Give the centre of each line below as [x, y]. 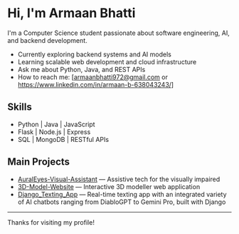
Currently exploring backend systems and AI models [95, 54]
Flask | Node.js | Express [54, 132]
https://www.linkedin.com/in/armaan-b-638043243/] [96, 84]
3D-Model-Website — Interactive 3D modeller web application [109, 186]
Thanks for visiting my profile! [51, 222]
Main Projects [38, 162]
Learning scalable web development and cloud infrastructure [107, 61]
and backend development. [47, 40]
